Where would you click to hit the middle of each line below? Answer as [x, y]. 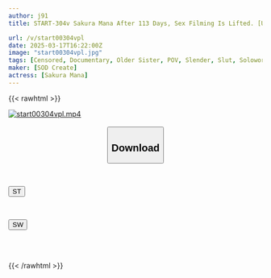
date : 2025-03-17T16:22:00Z [56, 45]
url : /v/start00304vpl [46, 38]
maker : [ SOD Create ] [43, 68]
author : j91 [28, 16]
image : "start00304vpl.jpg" [56, 53]
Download [135, 148]
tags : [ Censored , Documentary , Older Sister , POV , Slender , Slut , [122, 60]
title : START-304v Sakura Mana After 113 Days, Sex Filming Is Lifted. [131, 23]
